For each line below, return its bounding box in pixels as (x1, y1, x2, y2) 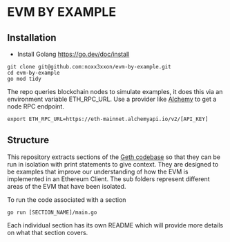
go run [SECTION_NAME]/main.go (7, 209, 97, 216)
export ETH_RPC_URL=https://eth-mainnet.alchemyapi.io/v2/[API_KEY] (7, 115, 209, 122)
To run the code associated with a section (7, 195, 126, 204)
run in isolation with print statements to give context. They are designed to (7, 160, 219, 168)
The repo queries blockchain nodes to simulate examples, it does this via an (7, 88, 223, 95)
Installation (7, 32, 57, 44)
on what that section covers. (7, 228, 88, 236)
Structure (7, 134, 50, 146)
